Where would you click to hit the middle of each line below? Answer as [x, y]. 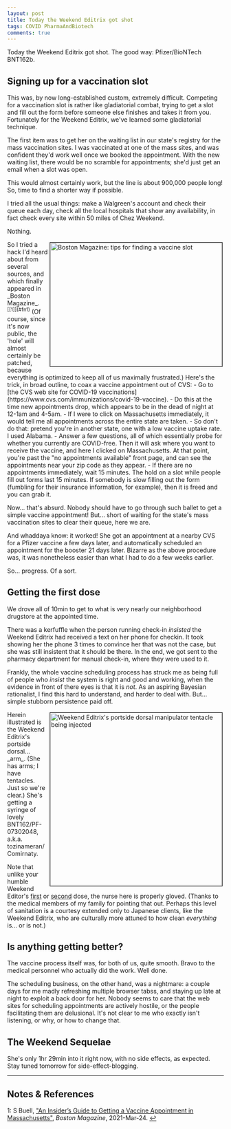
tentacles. [21, 780]
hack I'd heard [27, 252]
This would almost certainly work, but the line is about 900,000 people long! [115, 183]
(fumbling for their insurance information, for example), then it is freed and [112, 487]
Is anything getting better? [65, 946]
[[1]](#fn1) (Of [24, 311]
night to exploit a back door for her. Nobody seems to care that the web [109, 998]
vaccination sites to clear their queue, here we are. [79, 522]
